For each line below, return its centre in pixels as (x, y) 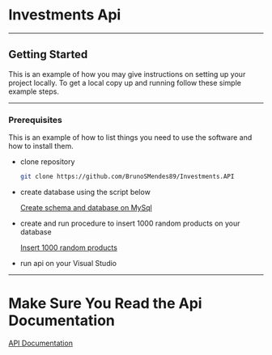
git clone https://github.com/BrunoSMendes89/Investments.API (127, 177)
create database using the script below (85, 192)
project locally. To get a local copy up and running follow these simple (125, 82)
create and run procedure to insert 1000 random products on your (130, 223)
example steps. (34, 91)
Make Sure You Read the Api (105, 304)
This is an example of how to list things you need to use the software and (130, 137)
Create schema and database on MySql (86, 207)
